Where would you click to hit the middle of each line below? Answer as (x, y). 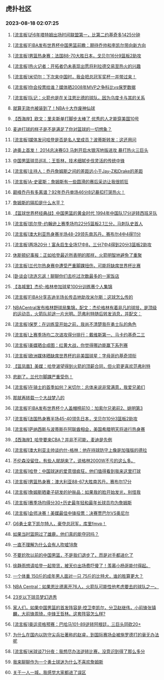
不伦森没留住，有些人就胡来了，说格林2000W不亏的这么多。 (74, 460)
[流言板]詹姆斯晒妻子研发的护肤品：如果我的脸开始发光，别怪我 (77, 492)
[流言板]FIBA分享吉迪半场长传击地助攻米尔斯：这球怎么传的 (73, 297)
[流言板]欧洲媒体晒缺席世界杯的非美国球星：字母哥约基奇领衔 (75, 356)
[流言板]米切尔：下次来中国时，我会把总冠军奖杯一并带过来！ (75, 77)
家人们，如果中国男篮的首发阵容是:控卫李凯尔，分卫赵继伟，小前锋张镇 (84, 607)
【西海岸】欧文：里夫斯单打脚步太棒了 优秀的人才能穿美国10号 (76, 119)
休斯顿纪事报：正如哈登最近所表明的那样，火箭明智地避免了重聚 (77, 255)
